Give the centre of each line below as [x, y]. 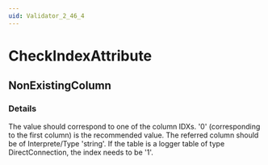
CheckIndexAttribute [80, 55]
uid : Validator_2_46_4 [46, 16]
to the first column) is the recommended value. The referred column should [134, 135]
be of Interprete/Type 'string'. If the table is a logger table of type [117, 143]
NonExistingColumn [60, 86]
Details [23, 108]
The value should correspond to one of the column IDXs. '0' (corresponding [134, 126]
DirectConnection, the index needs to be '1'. [81, 152]
